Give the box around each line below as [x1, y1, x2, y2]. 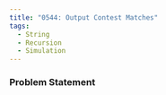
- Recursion [17, 38, 63, 47]
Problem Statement [9, 76, 96, 89]
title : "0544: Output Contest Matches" [9, 13, 159, 22]
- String [17, 30, 50, 39]
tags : [9, 22, 30, 30]
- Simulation [17, 47, 66, 56]
